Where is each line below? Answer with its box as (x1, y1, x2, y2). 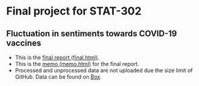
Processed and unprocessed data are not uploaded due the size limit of (14, 67, 193, 74)
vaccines (6, 38, 42, 48)
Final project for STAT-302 (6, 4, 142, 18)
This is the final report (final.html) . (14, 54, 99, 61)
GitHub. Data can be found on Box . (14, 73, 102, 80)
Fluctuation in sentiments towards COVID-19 (6, 28, 177, 39)
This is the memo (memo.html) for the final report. (14, 61, 139, 67)
